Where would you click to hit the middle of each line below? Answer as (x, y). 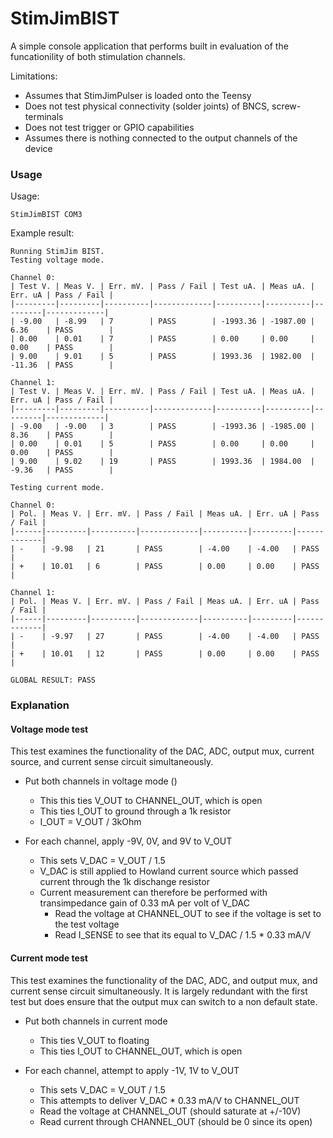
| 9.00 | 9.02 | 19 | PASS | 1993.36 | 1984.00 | (162, 462)
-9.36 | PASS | (62, 470)
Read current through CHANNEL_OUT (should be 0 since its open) (176, 1121)
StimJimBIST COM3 (46, 215)
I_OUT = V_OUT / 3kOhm (90, 822)
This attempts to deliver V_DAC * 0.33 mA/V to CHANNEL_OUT (169, 1100)
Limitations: (34, 76)
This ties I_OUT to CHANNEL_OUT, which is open (141, 1051)
